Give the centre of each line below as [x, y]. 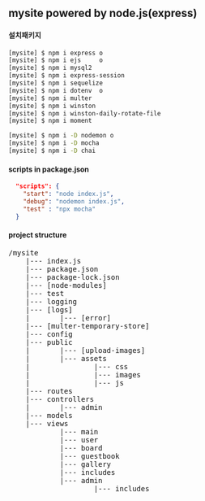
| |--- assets [66, 358]
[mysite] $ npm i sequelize [56, 83]
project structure [38, 235]
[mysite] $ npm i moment [50, 121]
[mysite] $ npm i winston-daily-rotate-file [85, 113]
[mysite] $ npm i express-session [67, 76]
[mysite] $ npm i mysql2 [50, 68]
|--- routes [49, 391]
